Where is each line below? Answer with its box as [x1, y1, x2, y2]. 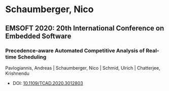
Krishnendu [5, 70, 29, 76]
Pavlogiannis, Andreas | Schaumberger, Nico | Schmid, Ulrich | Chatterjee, [5, 65, 161, 71]
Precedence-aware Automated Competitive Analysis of [5, 47, 145, 54]
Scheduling [17, 53, 47, 60]
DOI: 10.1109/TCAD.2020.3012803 [12, 80, 83, 86]
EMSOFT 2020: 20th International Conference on [5, 24, 164, 33]
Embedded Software [5, 32, 72, 40]
